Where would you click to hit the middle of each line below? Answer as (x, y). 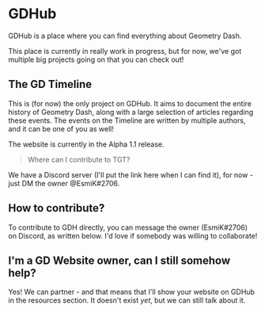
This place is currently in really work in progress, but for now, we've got (125, 51)
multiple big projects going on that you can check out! (96, 59)
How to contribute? (57, 208)
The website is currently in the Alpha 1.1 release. (86, 144)
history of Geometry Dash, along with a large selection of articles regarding (131, 112)
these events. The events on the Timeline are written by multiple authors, (127, 120)
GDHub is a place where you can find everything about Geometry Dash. (125, 36)
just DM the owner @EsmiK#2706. (64, 183)
